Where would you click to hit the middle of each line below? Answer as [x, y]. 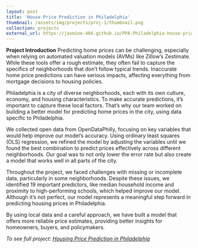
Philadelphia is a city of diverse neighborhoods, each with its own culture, [96, 93]
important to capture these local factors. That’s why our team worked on [94, 105]
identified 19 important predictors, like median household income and [90, 185]
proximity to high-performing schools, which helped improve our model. [93, 191]
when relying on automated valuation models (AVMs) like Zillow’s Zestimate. [98, 57]
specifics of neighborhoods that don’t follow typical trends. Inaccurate [91, 69]
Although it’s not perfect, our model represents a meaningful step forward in [98, 197]
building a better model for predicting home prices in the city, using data [94, 112]
